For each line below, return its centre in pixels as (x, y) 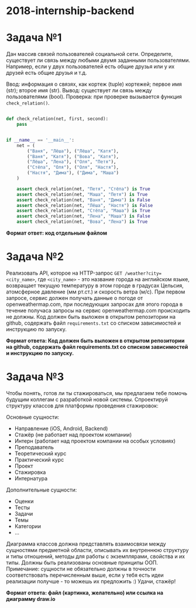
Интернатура (31, 478)
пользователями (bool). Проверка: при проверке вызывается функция (94, 97)
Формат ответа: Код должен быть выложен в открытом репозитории (95, 340)
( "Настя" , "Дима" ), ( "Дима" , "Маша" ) (73, 173)
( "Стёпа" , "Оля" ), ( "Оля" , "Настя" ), (73, 168)
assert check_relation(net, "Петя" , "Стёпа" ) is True (83, 189)
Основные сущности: (33, 417)
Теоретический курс (40, 453)
